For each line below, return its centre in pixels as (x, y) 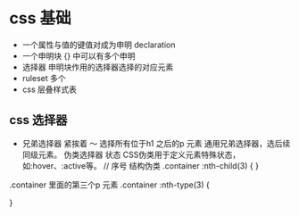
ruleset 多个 (44, 78)
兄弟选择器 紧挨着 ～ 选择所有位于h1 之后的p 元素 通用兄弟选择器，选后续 (156, 143)
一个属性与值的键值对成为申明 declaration (99, 45)
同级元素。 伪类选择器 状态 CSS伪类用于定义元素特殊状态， (131, 154)
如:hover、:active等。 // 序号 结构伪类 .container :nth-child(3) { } (140, 165)
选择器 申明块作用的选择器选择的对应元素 (98, 67)
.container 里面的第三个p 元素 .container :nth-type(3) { (109, 185)
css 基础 (40, 18)
